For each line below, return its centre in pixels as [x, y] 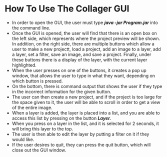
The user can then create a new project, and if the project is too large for [87, 97]
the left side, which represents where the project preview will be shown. [86, 38]
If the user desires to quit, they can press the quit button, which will [81, 144]
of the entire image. [32, 107]
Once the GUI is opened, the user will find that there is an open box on [84, 33]
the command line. [31, 27]
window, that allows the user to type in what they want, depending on [83, 75]
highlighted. [24, 65]
